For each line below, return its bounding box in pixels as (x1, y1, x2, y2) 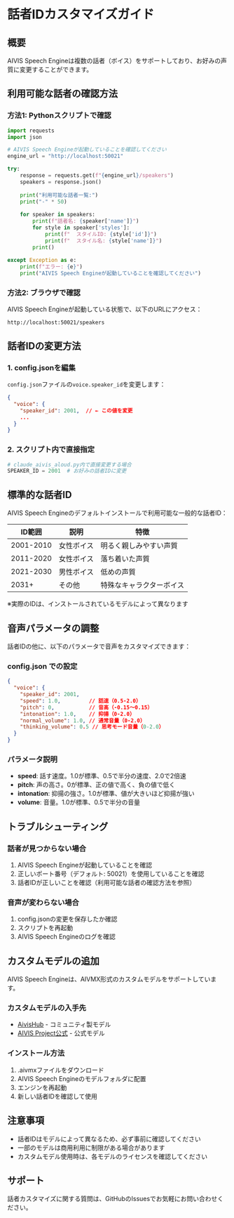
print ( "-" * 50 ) (20, 198, 68, 205)
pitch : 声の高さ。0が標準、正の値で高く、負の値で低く (17, 780, 176, 789)
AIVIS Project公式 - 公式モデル (17, 1029, 105, 1037)
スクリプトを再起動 (17, 924, 74, 932)
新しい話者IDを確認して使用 (17, 1092, 98, 1100)
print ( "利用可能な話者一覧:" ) (20, 191, 99, 199)
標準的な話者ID (7, 489, 72, 501)
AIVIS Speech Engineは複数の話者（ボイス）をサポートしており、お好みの (7, 57, 221, 65)
